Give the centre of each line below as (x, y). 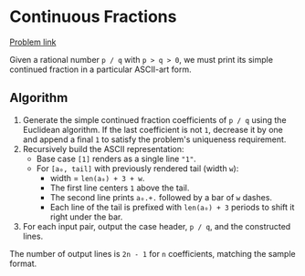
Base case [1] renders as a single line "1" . (116, 158)
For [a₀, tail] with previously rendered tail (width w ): (137, 168)
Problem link (33, 42)
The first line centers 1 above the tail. (120, 188)
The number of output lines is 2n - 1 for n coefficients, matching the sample (152, 253)
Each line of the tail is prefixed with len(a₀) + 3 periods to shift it (172, 207)
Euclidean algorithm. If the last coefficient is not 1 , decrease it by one (152, 129)
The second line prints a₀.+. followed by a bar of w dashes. (161, 197)
